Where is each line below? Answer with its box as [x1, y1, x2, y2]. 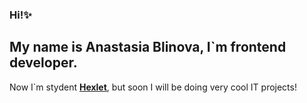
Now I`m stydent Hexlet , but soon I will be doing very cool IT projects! [9, 81, 297, 93]
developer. [9, 54, 78, 72]
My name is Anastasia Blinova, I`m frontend [9, 39, 287, 56]
